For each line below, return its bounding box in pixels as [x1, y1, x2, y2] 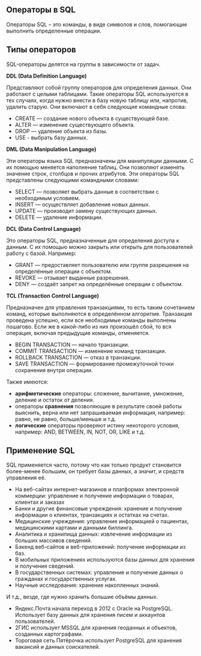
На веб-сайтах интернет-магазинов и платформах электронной [14, 486, 179, 493]
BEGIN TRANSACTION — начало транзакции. [14, 341, 130, 348]
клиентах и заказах [14, 498, 65, 506]
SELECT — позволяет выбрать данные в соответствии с [14, 188, 159, 195]
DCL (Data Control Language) [6, 225, 81, 232]
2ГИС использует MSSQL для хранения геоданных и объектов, [14, 624, 177, 631]
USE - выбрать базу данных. [14, 133, 88, 141]
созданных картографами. [14, 631, 83, 638]
